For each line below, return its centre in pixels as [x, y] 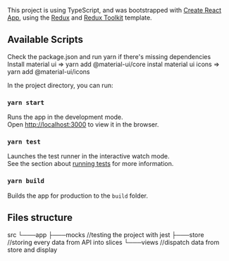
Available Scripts [45, 40]
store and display [32, 250]
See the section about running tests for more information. [91, 164]
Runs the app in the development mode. [65, 117]
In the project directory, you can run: [60, 85]
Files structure [40, 218]
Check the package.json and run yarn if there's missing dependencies [109, 56]
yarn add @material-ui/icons [49, 71]
